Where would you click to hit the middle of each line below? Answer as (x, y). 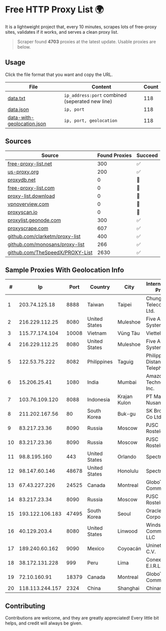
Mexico (96, 549)
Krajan (125, 397)
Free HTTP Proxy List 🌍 (55, 10)
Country (100, 287)
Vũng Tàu (129, 333)
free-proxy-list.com (31, 188)
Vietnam (97, 333)
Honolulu (128, 471)
